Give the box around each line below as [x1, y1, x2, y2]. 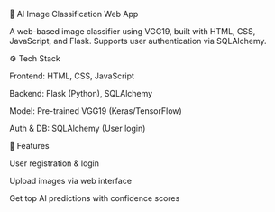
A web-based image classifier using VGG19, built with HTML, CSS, [9, 26, 256, 36]
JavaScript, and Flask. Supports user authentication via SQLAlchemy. [9, 36, 267, 46]
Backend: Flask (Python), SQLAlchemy [9, 88, 153, 98]
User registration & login [9, 158, 100, 169]
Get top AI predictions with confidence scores [9, 193, 180, 203]
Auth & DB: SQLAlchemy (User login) [9, 123, 146, 134]
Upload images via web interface [9, 176, 133, 186]
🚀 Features [9, 141, 50, 151]
